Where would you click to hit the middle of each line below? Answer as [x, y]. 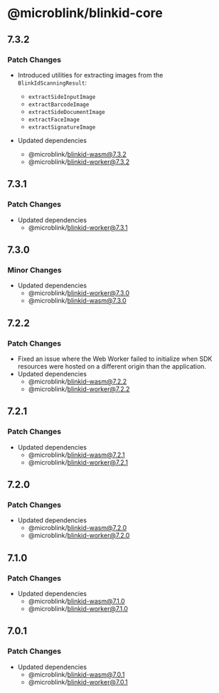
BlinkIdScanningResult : [52, 83]
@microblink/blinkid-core [85, 13]
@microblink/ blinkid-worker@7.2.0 [79, 536]
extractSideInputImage [62, 97]
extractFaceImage [54, 120]
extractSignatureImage [62, 127]
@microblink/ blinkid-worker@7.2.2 [79, 388]
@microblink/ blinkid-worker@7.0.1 [78, 682]
